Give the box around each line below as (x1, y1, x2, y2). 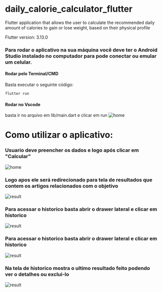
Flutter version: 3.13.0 (5, 34, 48, 40)
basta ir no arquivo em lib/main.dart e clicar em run (5, 112, 108, 118)
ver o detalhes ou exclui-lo (5, 270, 70, 277)
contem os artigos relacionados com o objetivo (5, 182, 118, 189)
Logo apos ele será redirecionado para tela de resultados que (5, 176, 152, 183)
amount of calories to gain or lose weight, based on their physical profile (5, 24, 150, 30)
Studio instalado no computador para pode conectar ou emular (5, 52, 157, 59)
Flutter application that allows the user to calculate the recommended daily (5, 20, 155, 25)
